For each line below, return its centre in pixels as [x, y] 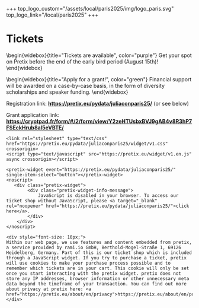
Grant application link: [33, 115]
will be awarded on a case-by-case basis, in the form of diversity [85, 85]
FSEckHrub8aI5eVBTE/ [35, 128]
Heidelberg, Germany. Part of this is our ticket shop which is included [99, 253]
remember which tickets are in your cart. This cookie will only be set [98, 268]
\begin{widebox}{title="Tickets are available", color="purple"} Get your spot [99, 55]
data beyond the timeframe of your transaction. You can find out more [96, 284]
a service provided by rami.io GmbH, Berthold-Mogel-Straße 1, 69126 [94, 247]
